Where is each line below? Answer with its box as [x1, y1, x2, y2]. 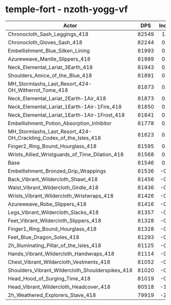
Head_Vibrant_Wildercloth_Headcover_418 [8, 283, 111, 290]
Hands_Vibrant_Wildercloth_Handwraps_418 [8, 250, 115, 257]
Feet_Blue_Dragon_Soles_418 [8, 233, 80, 240]
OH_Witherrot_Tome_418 [8, 87, 68, 94]
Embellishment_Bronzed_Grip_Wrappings [8, 167, 106, 174]
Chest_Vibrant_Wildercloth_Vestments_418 [8, 258, 110, 265]
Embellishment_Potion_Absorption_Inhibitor [8, 120, 112, 127]
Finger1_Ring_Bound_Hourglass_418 [8, 225, 97, 232]
